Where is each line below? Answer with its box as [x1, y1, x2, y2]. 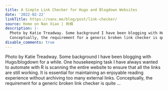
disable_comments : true [5, 40, 55, 45]
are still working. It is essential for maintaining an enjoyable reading [5, 69, 144, 75]
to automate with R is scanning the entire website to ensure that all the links [5, 64, 161, 70]
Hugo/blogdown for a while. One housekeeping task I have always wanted [5, 58, 158, 65]
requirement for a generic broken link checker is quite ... [5, 80, 121, 86]
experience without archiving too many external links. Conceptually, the [5, 74, 153, 80]
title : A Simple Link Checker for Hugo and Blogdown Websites [5, 7, 137, 12]
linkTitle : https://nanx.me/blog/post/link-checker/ [5, 16, 117, 21]
